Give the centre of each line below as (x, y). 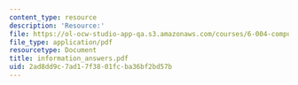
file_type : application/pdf (61, 42)
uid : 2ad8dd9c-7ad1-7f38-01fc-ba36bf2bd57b (91, 67)
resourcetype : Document (53, 50)
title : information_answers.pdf (69, 58)
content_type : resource (53, 17)
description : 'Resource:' (57, 26)
